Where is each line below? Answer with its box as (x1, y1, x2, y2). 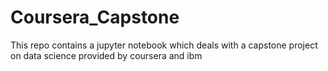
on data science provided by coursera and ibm (10, 49, 203, 61)
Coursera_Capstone (10, 6, 180, 29)
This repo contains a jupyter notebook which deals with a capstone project (10, 39, 318, 51)
